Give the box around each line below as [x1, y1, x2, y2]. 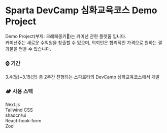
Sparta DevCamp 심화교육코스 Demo [5, 5, 157, 16]
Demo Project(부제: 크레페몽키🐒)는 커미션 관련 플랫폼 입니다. [5, 33, 127, 39]
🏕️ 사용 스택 [5, 88, 33, 95]
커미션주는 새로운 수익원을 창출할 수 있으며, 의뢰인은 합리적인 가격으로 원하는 [5, 39, 157, 46]
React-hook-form [5, 117, 42, 123]
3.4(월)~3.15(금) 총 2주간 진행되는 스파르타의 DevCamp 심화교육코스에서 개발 [5, 74, 160, 80]
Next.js [5, 101, 20, 107]
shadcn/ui [5, 112, 26, 118]
